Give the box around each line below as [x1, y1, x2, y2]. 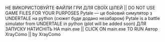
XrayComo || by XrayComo [5, 31, 61, 37]
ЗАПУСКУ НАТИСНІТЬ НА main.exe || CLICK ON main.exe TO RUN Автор [5, 26, 158, 32]
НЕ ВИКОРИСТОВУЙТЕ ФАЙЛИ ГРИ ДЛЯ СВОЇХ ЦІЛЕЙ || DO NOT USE [5, 5, 155, 10]
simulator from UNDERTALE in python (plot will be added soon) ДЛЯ [5, 20, 146, 26]
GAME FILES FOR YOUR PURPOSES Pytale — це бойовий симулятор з [5, 10, 152, 16]
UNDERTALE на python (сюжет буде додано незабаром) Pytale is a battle [5, 15, 160, 21]
